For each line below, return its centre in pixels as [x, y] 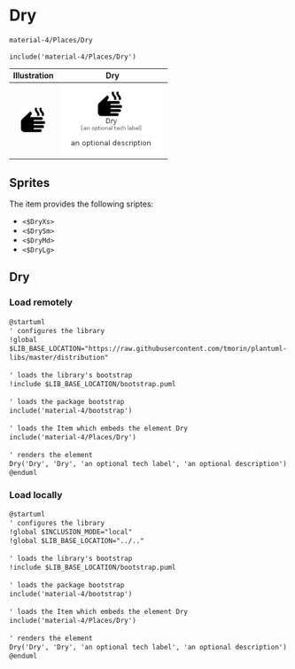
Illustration [34, 75]
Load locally [36, 494]
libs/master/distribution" [59, 357]
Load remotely [41, 302]
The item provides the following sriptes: [82, 204]
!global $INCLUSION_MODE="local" [71, 532]
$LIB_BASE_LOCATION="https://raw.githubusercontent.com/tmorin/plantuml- [148, 348]
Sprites [30, 183]
